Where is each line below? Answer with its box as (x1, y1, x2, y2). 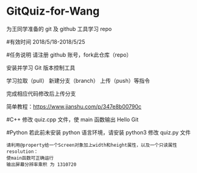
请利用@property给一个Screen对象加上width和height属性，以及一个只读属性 (6, 142, 177, 148)
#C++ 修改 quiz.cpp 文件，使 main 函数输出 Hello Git (6, 116, 139, 123)
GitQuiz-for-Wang (6, 4, 100, 18)
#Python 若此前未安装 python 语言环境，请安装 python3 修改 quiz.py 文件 (6, 129, 191, 136)
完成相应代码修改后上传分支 (6, 90, 76, 97)
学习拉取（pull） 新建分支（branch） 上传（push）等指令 (6, 77, 151, 84)
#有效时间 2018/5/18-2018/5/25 (6, 38, 85, 45)
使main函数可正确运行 (6, 155, 54, 161)
